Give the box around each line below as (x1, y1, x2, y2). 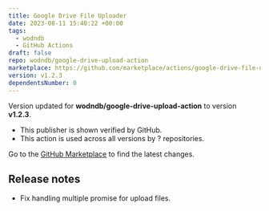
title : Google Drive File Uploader (8, 11, 127, 20)
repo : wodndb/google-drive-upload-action (8, 57, 149, 65)
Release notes (8, 172, 81, 185)
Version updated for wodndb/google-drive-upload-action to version (8, 101, 237, 111)
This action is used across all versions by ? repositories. (19, 133, 205, 143)
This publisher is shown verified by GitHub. (19, 125, 163, 135)
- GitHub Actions (15, 42, 74, 50)
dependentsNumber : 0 (8, 79, 78, 87)
